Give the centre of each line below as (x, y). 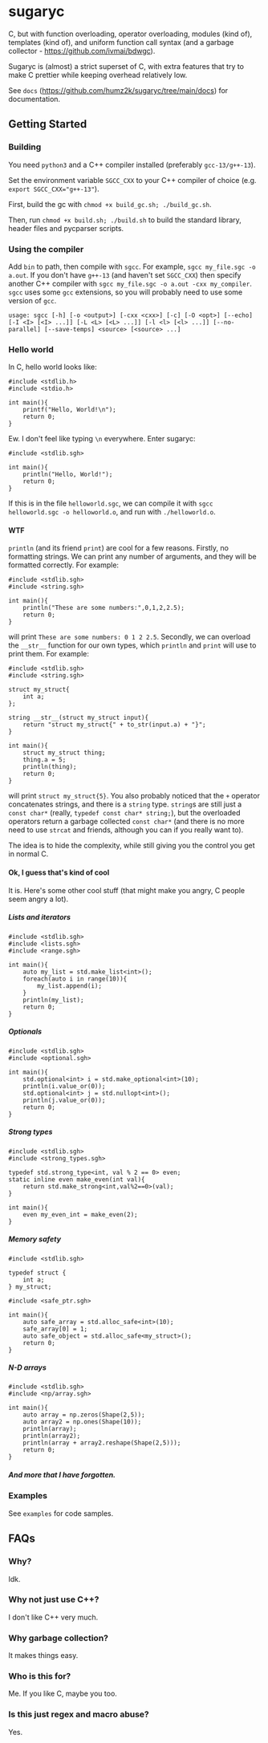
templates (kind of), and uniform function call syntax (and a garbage (121, 42)
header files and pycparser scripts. (66, 228)
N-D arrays (27, 1367)
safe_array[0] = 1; (55, 1329)
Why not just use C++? (54, 1599)
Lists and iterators (39, 917)
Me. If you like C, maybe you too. (63, 1694)
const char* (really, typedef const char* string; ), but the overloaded (124, 813)
